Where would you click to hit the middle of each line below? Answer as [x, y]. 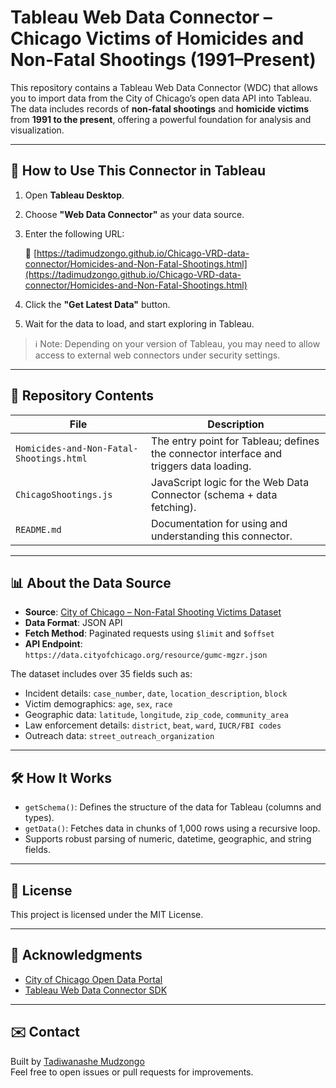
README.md [38, 529]
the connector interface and [217, 453]
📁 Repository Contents [82, 396]
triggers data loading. [201, 466]
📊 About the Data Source [91, 582]
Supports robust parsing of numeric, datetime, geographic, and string [168, 839]
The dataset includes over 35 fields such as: [101, 674]
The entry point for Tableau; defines [235, 441]
